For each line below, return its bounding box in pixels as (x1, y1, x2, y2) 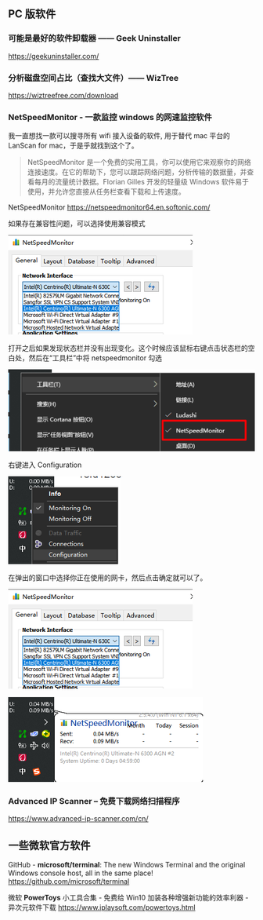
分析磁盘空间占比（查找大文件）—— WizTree (8, 72, 178, 83)
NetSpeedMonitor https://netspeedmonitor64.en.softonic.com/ (8, 203, 211, 212)
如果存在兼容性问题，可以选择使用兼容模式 (8, 219, 146, 228)
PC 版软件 (8, 7, 56, 21)
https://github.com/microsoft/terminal (8, 877, 130, 886)
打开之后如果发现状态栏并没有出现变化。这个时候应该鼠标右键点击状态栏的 (8, 344, 248, 353)
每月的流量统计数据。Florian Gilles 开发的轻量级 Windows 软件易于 (34, 177, 249, 187)
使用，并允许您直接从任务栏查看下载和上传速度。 (27, 187, 186, 196)
